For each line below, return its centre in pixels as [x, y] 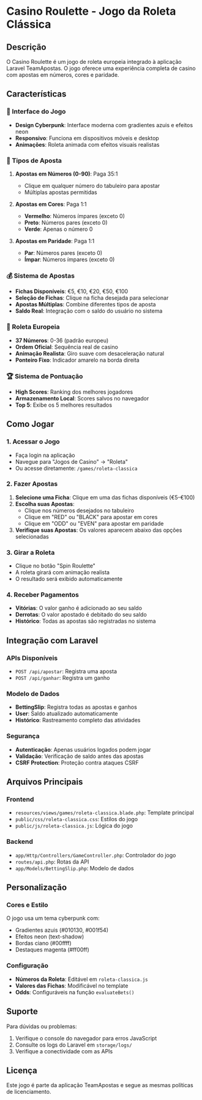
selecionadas [32, 536]
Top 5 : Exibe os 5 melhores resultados [63, 405]
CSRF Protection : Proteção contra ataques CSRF [77, 762]
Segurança [23, 736]
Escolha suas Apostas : [45, 504]
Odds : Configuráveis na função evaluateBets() [75, 992]
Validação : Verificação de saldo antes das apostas [79, 756]
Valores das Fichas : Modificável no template [72, 985]
